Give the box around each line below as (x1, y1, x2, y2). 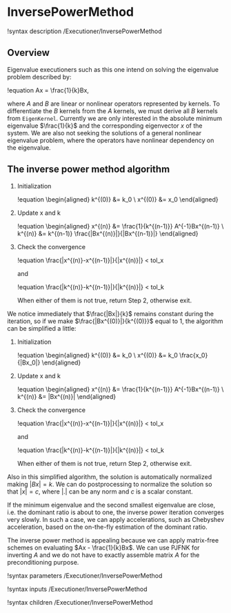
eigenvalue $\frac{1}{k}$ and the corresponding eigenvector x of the (7, 121, 203, 130)
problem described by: (7, 72, 72, 81)
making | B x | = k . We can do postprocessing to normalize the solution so (7, 480, 212, 488)
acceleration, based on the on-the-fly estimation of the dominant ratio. (7, 523, 208, 531)
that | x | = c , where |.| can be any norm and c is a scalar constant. (7, 487, 193, 496)
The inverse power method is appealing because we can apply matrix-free (7, 536, 219, 544)
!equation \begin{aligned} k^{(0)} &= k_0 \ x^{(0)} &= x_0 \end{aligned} (17, 195, 219, 204)
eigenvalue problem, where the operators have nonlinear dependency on (7, 136, 214, 144)
